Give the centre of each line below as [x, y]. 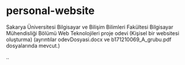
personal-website [51, 11]
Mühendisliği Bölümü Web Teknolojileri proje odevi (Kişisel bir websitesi [93, 33]
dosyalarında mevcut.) [33, 46]
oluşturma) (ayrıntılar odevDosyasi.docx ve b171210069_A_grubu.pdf [89, 39]
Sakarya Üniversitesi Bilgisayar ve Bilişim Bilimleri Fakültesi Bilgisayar [90, 27]
